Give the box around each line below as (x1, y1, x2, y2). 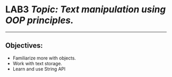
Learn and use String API (12, 66, 66, 72)
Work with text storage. (12, 60, 62, 66)
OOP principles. (5, 14, 74, 26)
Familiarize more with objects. (12, 55, 76, 61)
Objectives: (5, 41, 43, 50)
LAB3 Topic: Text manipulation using (5, 4, 166, 15)
